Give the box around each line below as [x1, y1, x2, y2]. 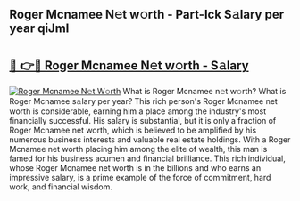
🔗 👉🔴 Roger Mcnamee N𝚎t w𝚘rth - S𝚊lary [9, 58, 249, 73]
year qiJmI [9, 21, 70, 36]
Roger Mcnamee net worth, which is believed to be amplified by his [9, 125, 257, 135]
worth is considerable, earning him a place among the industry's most [9, 106, 266, 117]
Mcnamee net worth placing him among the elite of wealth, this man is [9, 144, 268, 154]
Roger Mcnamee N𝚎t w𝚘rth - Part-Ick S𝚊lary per [9, 7, 285, 22]
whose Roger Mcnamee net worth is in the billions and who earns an [9, 163, 262, 173]
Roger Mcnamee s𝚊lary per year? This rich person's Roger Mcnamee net [9, 96, 279, 106]
